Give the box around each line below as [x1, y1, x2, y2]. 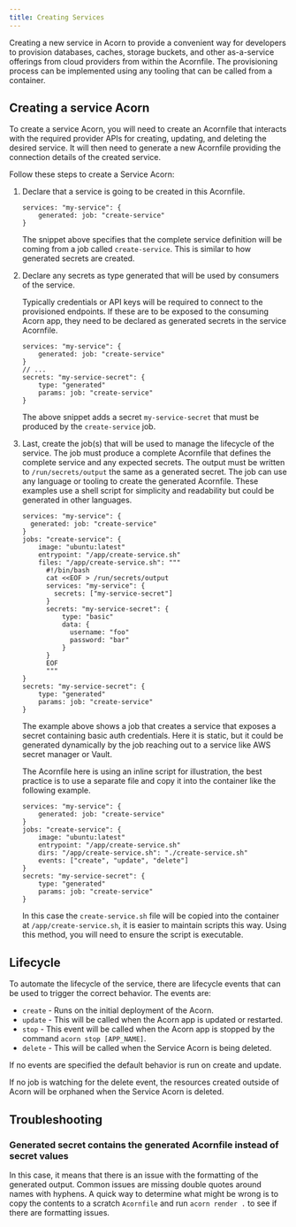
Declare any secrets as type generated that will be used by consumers [21, 271, 280, 281]
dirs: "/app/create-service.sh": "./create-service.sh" [38, 848, 248, 858]
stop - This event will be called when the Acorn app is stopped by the [21, 1024, 276, 1035]
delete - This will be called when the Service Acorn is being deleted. [21, 1043, 272, 1054]
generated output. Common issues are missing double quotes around [9, 1178, 262, 1190]
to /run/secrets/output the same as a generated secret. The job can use [21, 466, 287, 478]
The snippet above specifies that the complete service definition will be [21, 234, 283, 245]
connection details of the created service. [9, 152, 162, 163]
